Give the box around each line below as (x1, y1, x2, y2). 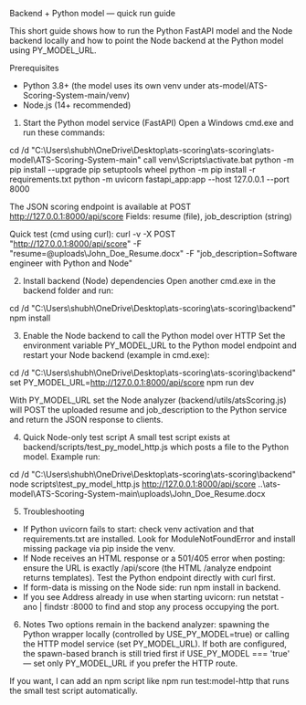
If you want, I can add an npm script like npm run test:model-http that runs (9, 676, 290, 686)
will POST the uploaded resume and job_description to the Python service (9, 405, 288, 415)
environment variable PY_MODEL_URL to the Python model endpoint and (22, 340, 297, 351)
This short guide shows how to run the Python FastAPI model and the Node (9, 26, 293, 36)
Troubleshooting (22, 506, 85, 517)
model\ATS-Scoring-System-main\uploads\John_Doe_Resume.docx (9, 489, 266, 499)
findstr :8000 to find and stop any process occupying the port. (44, 602, 280, 612)
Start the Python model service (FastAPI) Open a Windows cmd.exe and (22, 118, 294, 128)
